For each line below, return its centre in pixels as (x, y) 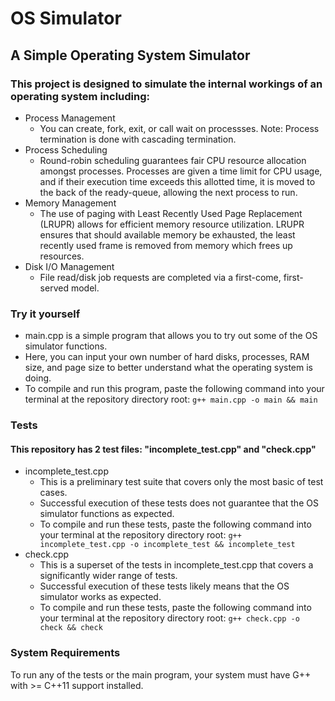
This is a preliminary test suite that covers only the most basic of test (181, 482)
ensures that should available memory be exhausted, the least (167, 234)
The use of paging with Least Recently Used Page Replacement (171, 213)
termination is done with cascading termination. (138, 139)
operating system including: (80, 96)
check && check (71, 628)
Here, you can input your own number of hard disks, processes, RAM (167, 357)
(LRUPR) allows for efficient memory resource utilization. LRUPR (172, 224)
